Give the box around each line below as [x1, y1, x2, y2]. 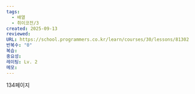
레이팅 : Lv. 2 [6, 59, 38, 65]
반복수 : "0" [6, 43, 32, 48]
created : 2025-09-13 [6, 25, 58, 32]
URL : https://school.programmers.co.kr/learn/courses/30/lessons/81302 [6, 37, 189, 43]
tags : [6, 8, 20, 15]
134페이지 [6, 81, 30, 89]
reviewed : [6, 31, 31, 37]
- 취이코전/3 [11, 20, 39, 26]
